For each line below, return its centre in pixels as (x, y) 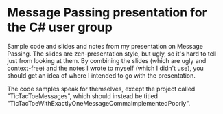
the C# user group (60, 27)
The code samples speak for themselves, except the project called (101, 89)
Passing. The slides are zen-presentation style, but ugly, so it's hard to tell (112, 54)
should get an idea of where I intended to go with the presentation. (101, 75)
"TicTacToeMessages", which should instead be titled (83, 96)
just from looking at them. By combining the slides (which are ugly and (107, 60)
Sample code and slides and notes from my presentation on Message (105, 46)
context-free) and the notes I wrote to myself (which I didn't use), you (105, 68)
